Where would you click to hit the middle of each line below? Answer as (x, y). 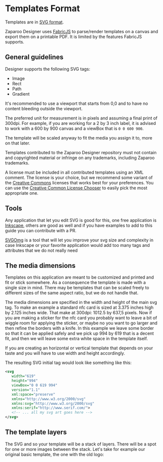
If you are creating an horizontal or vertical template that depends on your (79, 348)
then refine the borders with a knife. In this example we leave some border (80, 328)
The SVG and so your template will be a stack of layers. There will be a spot (81, 444)
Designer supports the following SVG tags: (48, 69)
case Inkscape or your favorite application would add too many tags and (77, 245)
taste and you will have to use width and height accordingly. (65, 353)
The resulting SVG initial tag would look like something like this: (68, 363)
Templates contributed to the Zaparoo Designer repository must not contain (81, 152)
